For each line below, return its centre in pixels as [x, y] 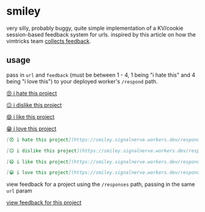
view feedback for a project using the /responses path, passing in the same [101, 185]
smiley [23, 11]
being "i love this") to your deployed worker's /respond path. [82, 81]
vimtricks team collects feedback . [49, 41]
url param [19, 191]
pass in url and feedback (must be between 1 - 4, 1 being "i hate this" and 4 [101, 75]
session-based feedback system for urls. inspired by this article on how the [101, 34]
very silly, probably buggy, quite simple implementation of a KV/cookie [95, 28]
